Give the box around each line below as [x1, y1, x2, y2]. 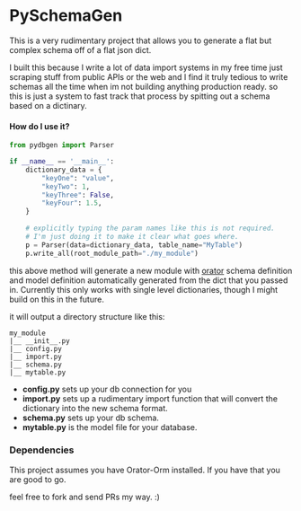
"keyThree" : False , [41, 190, 115, 199]
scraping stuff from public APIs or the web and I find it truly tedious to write [9, 71, 288, 82]
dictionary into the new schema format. [22, 402, 168, 413]
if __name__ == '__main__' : [9, 157, 115, 166]
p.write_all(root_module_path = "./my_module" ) [25, 249, 199, 258]
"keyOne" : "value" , [41, 173, 115, 182]
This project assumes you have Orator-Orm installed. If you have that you [9, 464, 281, 475]
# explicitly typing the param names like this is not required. [25, 224, 276, 233]
